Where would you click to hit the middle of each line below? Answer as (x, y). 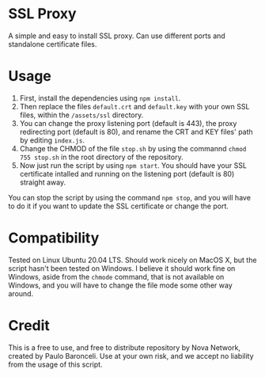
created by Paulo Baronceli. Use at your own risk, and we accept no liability (131, 356)
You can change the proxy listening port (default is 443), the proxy (128, 123)
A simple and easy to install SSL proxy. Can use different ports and (117, 36)
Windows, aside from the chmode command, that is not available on (116, 276)
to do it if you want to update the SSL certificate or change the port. (119, 206)
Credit (29, 326)
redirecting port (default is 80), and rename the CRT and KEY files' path (136, 131)
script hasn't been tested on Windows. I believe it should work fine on (122, 268)
